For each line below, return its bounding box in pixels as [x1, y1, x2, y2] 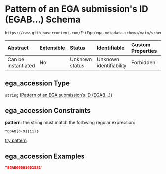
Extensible [39, 44, 65, 51]
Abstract [7, 44, 29, 51]
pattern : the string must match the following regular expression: [5, 120, 135, 126]
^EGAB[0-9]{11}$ [5, 129, 39, 134]
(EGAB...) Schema [5, 14, 81, 25]
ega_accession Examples [5, 152, 85, 160]
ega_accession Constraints [5, 106, 91, 115]
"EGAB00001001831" [5, 165, 43, 170]
